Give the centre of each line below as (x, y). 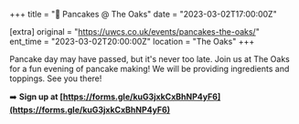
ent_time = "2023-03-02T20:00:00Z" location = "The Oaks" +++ (132, 41)
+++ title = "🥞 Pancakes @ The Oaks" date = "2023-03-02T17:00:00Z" (143, 14)
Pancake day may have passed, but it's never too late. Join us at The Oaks (149, 59)
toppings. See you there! (56, 78)
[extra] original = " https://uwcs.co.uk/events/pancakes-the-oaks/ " (135, 31)
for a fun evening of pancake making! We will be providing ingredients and (149, 69)
